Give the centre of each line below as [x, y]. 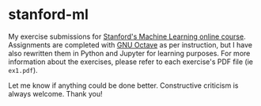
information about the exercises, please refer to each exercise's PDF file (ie [130, 62]
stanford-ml [49, 15]
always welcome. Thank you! [55, 93]
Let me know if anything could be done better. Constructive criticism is [123, 85]
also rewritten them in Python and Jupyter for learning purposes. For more [129, 53]
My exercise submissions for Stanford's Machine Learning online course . [127, 36]
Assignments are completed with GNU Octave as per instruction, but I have [130, 44]
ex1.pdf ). [23, 70]
